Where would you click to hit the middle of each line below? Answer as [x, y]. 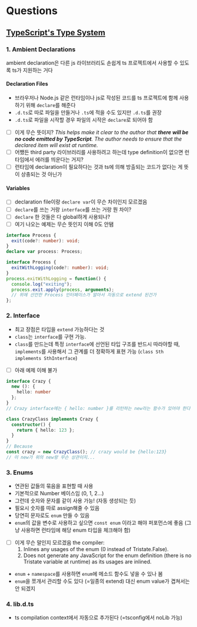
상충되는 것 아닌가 [41, 174]
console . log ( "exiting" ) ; [42, 284]
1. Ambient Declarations [41, 49]
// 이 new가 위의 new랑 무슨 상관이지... [51, 457]
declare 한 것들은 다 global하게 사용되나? [62, 216]
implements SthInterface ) [46, 358]
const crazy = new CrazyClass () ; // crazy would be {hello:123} [86, 452]
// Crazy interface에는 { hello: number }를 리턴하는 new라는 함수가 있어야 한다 [98, 408]
